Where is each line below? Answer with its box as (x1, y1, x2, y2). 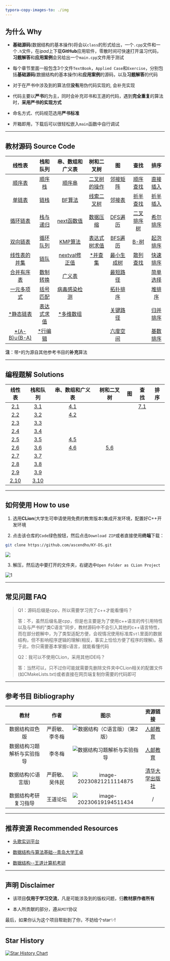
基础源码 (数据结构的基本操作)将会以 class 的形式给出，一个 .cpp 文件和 (12, 42, 156, 48)
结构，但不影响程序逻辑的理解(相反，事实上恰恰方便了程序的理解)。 (17, 637, 159, 643)
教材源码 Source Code (5, 142, 75, 150)
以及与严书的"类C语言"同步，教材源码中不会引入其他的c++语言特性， (17, 624, 162, 630)
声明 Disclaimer (5, 881, 55, 890)
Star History (5, 937, 45, 945)
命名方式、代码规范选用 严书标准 (12, 110, 79, 117)
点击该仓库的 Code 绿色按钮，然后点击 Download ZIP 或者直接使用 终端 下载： (12, 532, 164, 539)
